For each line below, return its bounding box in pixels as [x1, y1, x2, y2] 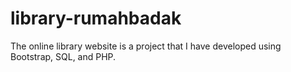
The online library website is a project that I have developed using [10, 40, 282, 52]
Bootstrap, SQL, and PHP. [10, 50, 117, 62]
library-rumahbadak [10, 7, 182, 30]
